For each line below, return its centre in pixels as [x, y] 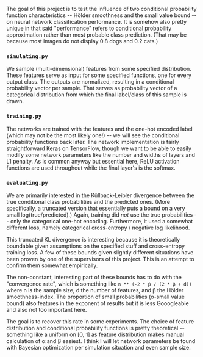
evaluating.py [27, 183]
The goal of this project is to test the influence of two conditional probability [101, 9]
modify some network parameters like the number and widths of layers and [101, 154]
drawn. [15, 101]
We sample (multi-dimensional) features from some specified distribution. [99, 69]
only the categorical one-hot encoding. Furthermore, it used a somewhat [101, 221]
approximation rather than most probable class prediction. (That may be [97, 35]
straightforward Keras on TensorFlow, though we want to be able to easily [99, 148]
